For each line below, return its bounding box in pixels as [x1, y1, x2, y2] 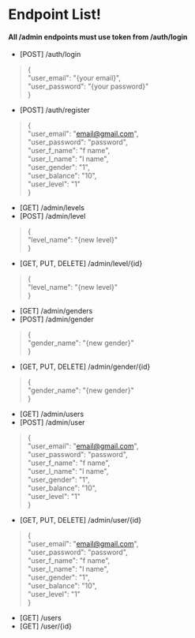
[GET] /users [19, 614, 62, 623]
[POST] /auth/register [19, 105, 91, 115]
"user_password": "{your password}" [27, 81, 149, 92]
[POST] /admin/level [19, 212, 86, 221]
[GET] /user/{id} [19, 621, 73, 631]
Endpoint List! [8, 6, 101, 24]
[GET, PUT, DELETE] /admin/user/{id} [19, 516, 142, 525]
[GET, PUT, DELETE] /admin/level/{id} [19, 259, 143, 268]
